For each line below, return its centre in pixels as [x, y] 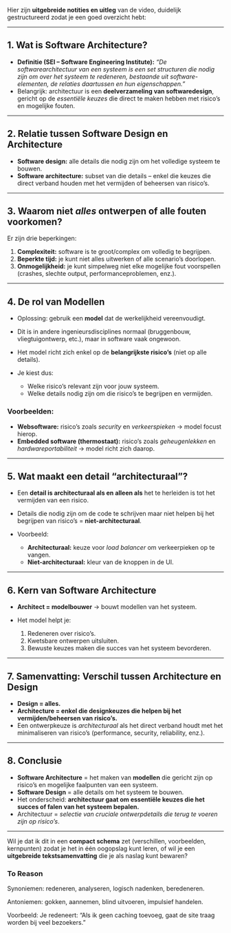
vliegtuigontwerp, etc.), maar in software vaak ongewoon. [99, 339]
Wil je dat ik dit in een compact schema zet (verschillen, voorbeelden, [107, 841]
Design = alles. [39, 703]
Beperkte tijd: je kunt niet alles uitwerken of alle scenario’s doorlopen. [117, 259]
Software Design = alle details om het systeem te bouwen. [100, 792]
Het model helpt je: [44, 620]
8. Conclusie [35, 761]
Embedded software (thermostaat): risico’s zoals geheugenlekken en [116, 441]
